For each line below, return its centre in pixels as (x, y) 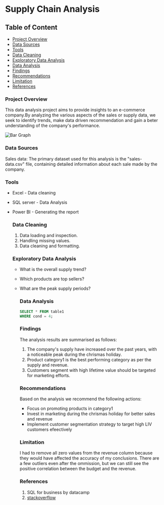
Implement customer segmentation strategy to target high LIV (89, 424)
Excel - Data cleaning (34, 193)
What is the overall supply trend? (53, 270)
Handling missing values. (45, 241)
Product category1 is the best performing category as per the (89, 359)
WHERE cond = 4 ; (36, 316)
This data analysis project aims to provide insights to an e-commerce (75, 110)
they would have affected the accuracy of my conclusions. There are (89, 458)
